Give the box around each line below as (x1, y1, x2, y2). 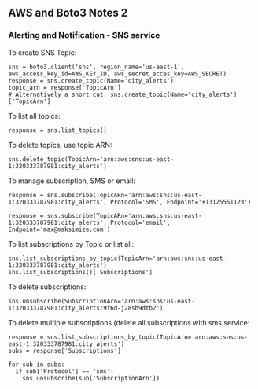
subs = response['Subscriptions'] (8, 347, 122, 354)
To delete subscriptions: (8, 282, 87, 292)
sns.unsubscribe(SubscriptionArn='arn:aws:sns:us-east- (8, 297, 195, 305)
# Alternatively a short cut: (8, 90, 108, 98)
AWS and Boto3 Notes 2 (8, 6, 128, 20)
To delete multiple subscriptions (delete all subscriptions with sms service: (8, 317, 250, 327)
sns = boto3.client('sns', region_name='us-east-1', (8, 63, 185, 71)
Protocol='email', (109, 218, 171, 226)
